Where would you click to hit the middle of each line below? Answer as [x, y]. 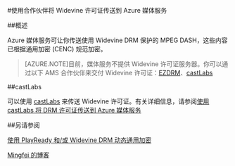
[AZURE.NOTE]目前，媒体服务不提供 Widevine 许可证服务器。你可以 [123, 64]
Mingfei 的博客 [28, 155]
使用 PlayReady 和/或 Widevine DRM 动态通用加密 [80, 140]
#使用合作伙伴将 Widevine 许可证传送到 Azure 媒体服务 [87, 10]
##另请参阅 [24, 125]
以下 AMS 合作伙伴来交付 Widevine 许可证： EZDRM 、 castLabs [122, 73]
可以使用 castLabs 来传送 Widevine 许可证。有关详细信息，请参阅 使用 [108, 101]
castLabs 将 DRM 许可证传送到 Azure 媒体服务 [75, 110]
